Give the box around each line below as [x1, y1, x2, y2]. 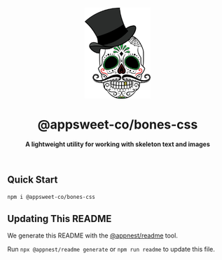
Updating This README [7, 212, 112, 225]
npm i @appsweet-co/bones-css [7, 193, 96, 200]
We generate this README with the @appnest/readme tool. [7, 231, 179, 240]
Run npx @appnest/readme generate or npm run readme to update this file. [7, 245, 216, 254]
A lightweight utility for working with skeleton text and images [25, 140, 210, 148]
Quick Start [7, 174, 58, 186]
